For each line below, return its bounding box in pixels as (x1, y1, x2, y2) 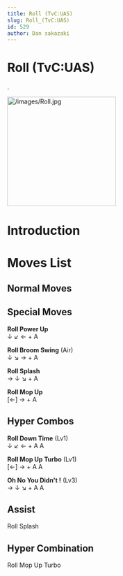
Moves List (7, 254, 72, 271)
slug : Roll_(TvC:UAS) (7, 17, 70, 24)
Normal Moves (7, 282, 72, 294)
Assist (7, 503, 36, 515)
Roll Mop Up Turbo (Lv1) (7, 455, 77, 463)
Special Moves (7, 306, 72, 318)
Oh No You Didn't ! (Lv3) (7, 476, 78, 484)
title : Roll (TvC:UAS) (7, 10, 73, 17)
